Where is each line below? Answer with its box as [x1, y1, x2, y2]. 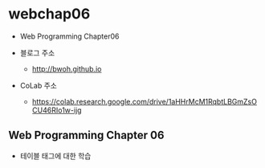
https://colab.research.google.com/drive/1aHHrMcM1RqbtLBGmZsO [31, 96, 257, 106]
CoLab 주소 [19, 80, 58, 90]
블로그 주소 [19, 47, 55, 57]
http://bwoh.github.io [31, 64, 102, 73]
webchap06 [8, 5, 91, 23]
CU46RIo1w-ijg [31, 105, 82, 115]
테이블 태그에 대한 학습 [19, 150, 92, 161]
